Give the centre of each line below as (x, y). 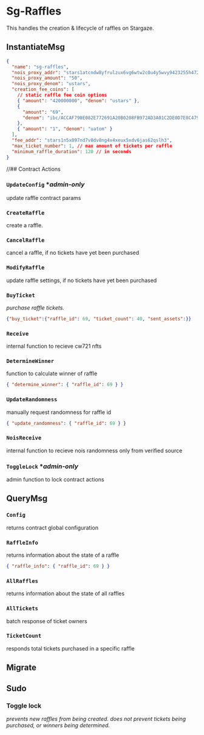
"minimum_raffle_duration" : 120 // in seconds (72, 151)
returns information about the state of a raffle (63, 555)
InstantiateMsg (36, 47)
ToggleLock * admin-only (42, 466)
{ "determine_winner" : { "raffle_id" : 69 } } (65, 385)
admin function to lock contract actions (55, 480)
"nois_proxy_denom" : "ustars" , (51, 84)
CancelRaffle (25, 240)
